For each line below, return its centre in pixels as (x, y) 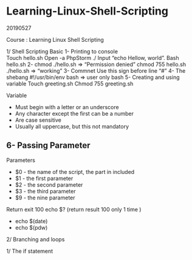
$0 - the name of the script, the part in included (75, 172)
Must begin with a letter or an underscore (67, 107)
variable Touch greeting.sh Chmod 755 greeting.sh (70, 84)
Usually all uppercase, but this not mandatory (72, 126)
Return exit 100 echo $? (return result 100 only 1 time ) (74, 209)
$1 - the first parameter (44, 178)
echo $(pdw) (31, 227)
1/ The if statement (30, 251)
